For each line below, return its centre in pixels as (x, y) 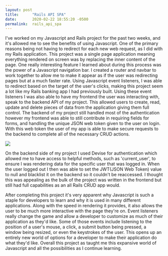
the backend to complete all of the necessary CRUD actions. (68, 134)
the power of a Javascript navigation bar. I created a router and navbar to (81, 70)
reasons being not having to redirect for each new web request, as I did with (84, 49)
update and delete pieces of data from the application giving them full (77, 107)
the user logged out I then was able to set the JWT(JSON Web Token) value (83, 169)
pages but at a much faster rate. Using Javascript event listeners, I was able (83, 81)
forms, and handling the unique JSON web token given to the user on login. (83, 123)
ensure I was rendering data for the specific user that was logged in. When (82, 164)
